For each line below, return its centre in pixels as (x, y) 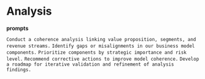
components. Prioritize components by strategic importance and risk (97, 52)
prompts (17, 28)
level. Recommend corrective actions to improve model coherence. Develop (103, 59)
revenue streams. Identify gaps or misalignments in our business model (101, 46)
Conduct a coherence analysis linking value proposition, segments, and (101, 39)
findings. (19, 70)
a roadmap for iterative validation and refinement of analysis (90, 64)
